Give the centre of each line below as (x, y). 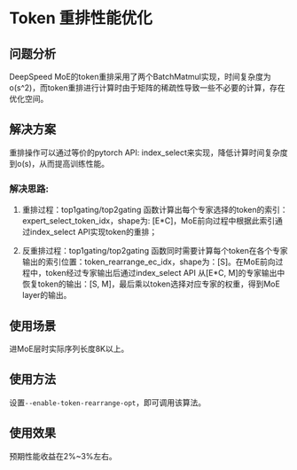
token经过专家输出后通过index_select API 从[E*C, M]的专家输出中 (165, 273)
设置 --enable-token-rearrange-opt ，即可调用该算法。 (108, 402)
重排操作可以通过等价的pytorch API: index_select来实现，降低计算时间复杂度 (148, 153)
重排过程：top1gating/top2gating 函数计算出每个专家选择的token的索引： (155, 210)
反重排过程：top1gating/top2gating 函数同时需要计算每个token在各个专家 (155, 251)
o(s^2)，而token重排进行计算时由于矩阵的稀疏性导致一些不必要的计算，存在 (147, 88)
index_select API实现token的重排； (94, 232)
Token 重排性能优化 (81, 18)
